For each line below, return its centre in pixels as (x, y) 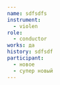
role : (15, 33)
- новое (24, 64)
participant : (26, 58)
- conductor (30, 39)
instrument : (24, 20)
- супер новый (33, 71)
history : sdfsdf (30, 52)
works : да (21, 45)
